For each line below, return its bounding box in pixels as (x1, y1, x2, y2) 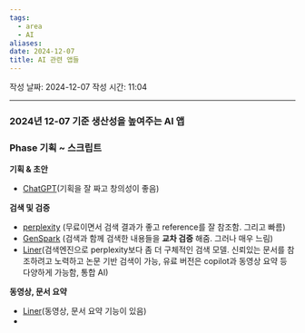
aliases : (9, 38, 43, 48)
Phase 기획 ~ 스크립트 (9, 142, 103, 154)
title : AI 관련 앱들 (9, 55, 80, 64)
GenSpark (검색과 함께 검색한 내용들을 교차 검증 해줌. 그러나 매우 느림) (22, 233, 274, 244)
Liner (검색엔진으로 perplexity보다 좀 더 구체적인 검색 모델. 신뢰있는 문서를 (22, 244, 286, 255)
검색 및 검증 (9, 202, 51, 213)
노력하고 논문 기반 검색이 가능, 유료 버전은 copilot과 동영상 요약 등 (54, 256, 288, 267)
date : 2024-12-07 (9, 47, 75, 56)
